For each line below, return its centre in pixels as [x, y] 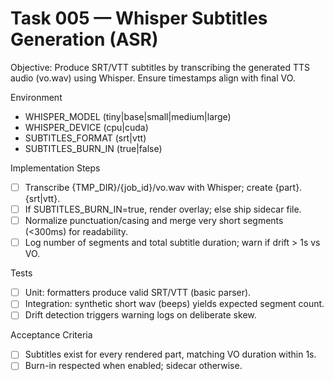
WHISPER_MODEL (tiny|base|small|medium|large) [128, 116]
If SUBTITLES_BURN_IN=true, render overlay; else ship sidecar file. [163, 209]
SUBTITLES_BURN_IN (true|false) [93, 148]
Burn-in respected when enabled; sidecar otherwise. [133, 366]
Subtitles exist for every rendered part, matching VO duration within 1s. [170, 354]
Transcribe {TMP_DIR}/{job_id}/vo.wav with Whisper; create [148, 187]
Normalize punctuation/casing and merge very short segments [154, 221]
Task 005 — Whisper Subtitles [139, 18]
